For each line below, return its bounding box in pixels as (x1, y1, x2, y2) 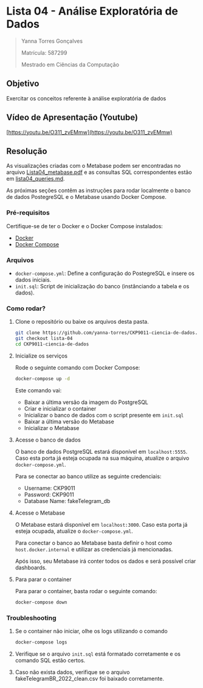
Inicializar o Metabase (24, 424, 80, 431)
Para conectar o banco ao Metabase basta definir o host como (15, 539, 172, 546)
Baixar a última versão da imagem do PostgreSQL (24, 398, 149, 406)
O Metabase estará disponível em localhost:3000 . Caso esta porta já (15, 521, 188, 528)
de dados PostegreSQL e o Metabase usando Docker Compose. (6, 193, 167, 201)
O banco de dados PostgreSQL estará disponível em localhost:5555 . (15, 448, 188, 455)
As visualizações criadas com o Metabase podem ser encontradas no (6, 162, 181, 170)
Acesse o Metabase (15, 509, 66, 516)
